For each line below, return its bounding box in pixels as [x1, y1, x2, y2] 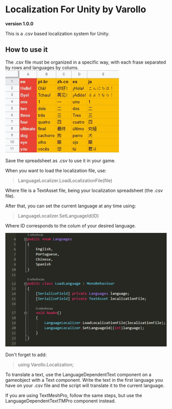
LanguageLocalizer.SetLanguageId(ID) [17, 212, 99, 219]
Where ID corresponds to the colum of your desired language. [5, 222, 137, 229]
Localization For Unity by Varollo [5, 4, 146, 15]
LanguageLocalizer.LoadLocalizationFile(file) [17, 177, 113, 183]
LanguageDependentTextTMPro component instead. [5, 398, 116, 404]
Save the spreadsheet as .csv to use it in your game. [5, 158, 116, 164]
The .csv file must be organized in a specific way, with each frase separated [5, 59, 166, 65]
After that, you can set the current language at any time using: [5, 203, 136, 209]
